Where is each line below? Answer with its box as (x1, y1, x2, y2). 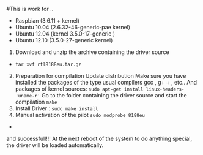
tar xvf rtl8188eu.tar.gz (15, 61, 81, 67)
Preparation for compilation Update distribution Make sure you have (15, 72, 186, 79)
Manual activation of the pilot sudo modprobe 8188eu (15, 112, 146, 118)
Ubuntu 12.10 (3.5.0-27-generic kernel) (15, 37, 113, 43)
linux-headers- (146, 86, 185, 93)
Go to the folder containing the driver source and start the (42, 92, 188, 99)
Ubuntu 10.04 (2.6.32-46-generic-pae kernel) (15, 24, 130, 31)
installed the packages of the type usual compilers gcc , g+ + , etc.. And (15, 79, 197, 86)
